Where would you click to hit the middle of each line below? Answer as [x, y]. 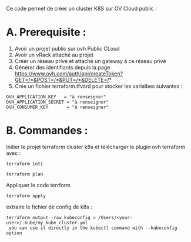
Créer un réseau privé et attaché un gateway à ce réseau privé [90, 61]
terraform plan [25, 174]
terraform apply [26, 196]
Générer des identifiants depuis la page [62, 67]
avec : [14, 153]
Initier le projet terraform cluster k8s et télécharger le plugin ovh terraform [96, 147]
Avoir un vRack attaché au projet [54, 55]
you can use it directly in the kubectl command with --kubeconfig [93, 228]
